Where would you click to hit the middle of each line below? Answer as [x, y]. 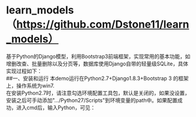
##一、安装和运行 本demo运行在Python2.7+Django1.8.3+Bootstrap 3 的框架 [97, 78]
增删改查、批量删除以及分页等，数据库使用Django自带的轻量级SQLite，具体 [97, 63]
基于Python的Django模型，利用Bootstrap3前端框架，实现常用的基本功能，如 [98, 56]
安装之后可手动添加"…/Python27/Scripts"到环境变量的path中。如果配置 [92, 100]
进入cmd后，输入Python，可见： [56, 107]
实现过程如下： [24, 71]
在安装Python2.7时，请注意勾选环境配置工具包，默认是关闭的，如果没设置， [98, 93]
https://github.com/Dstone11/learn [103, 25]
